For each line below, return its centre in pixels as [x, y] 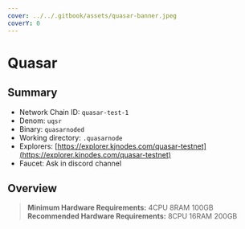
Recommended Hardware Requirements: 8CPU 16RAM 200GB [132, 216]
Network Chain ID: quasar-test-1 [74, 112]
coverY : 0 [24, 23]
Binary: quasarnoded [52, 129]
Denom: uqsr [40, 121]
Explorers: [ [38, 146]
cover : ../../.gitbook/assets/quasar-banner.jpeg [92, 16]
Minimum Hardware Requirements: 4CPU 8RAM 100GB [120, 208]
